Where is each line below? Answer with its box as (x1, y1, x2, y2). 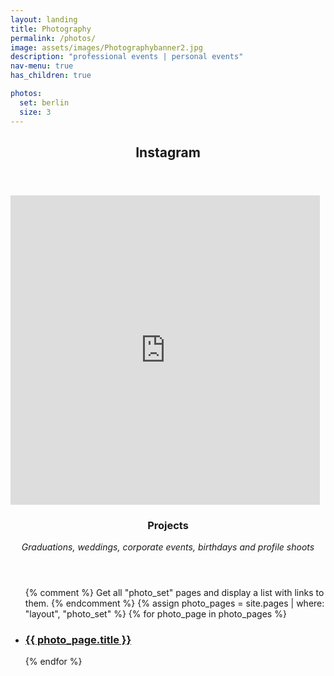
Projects (147, 518, 189, 532)
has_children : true (10, 71, 92, 81)
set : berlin (19, 97, 70, 108)
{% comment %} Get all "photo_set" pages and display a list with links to (24, 587, 325, 599)
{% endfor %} (24, 656, 83, 668)
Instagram (135, 144, 201, 161)
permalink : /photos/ (10, 33, 97, 43)
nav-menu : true (10, 61, 74, 71)
